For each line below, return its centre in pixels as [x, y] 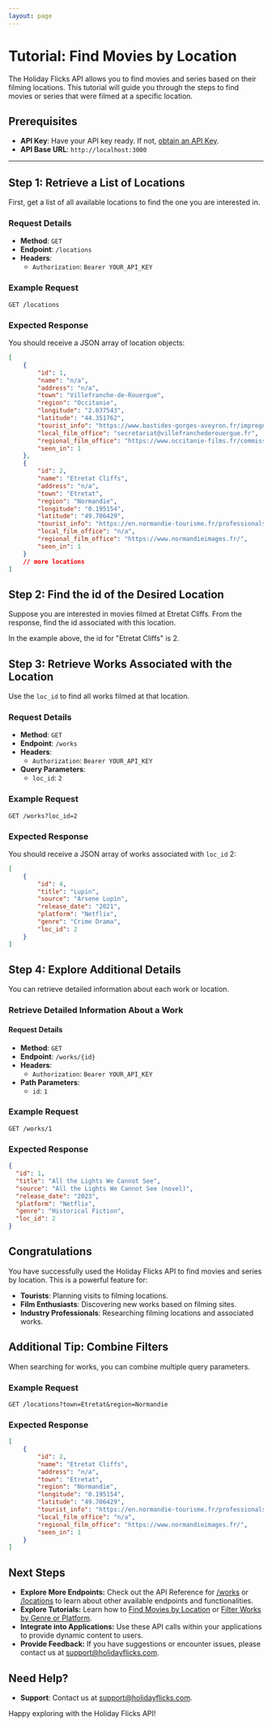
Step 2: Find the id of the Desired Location [116, 594]
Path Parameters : [50, 1082]
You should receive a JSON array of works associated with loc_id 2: [122, 854]
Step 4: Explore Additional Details [95, 969]
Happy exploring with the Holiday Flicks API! [82, 1713]
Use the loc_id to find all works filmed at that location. [99, 696]
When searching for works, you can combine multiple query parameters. [130, 1366]
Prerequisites [43, 121]
